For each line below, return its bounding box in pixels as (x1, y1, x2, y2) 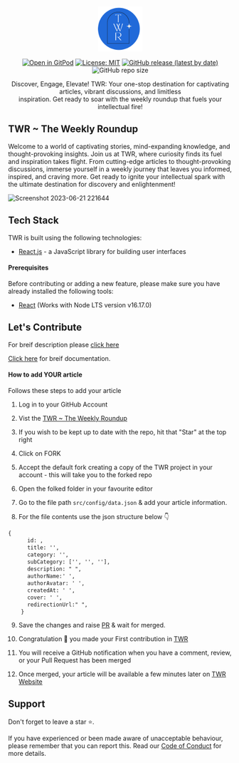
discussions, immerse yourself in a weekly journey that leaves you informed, (8, 165, 232, 173)
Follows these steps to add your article (8, 386, 122, 394)
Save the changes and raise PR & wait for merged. (18, 620, 166, 629)
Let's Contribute (8, 322, 83, 334)
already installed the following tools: (8, 287, 114, 295)
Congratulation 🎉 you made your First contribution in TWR (18, 634, 188, 643)
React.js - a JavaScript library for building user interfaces (18, 247, 187, 255)
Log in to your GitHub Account (18, 400, 108, 409)
